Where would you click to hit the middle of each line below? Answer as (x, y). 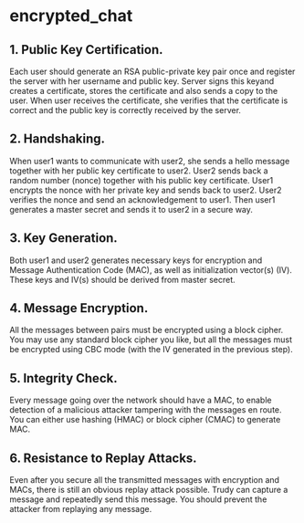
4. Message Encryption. (79, 308)
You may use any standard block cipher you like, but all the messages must (151, 340)
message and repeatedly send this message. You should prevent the (138, 499)
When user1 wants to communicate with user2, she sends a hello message (150, 161)
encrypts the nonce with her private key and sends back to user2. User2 (146, 190)
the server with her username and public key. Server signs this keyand (142, 81)
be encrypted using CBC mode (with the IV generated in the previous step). (152, 350)
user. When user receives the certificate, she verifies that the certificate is (149, 100)
